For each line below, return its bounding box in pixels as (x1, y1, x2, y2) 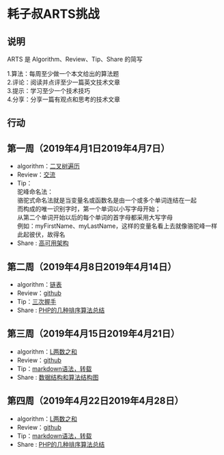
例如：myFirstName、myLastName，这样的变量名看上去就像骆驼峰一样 (16, 222, 218, 230)
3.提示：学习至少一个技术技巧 (7, 87, 91, 94)
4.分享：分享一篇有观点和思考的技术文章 (7, 95, 121, 103)
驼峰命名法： (16, 187, 53, 196)
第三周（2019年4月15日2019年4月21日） (7, 328, 180, 339)
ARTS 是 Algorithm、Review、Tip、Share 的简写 (7, 55, 143, 63)
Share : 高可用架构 (16, 239, 70, 247)
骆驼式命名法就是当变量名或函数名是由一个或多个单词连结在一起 (16, 196, 197, 205)
